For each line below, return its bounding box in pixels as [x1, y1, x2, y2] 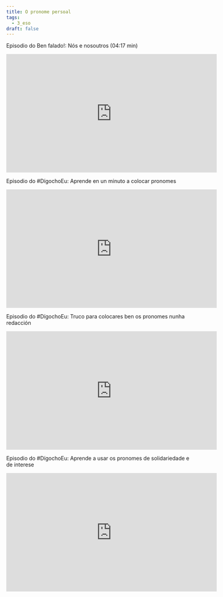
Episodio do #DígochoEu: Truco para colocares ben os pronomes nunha [6, 313, 185, 320]
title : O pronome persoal [6, 8, 71, 15]
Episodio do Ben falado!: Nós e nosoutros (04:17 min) [6, 42, 138, 49]
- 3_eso [11, 20, 31, 26]
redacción [6, 320, 31, 327]
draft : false [6, 25, 39, 32]
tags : [6, 14, 20, 20]
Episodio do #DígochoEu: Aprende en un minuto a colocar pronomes [6, 178, 176, 185]
